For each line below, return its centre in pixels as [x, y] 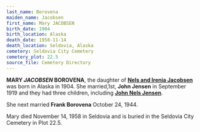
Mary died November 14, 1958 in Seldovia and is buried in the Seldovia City [100, 116]
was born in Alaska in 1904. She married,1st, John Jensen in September [96, 86]
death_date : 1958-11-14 [36, 40]
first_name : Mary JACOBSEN [40, 23]
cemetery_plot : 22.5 [33, 57]
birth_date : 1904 [28, 29]
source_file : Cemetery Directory [49, 62]
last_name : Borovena [33, 12]
